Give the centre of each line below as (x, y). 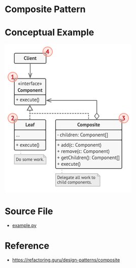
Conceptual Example (49, 33)
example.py (24, 225)
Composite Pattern (45, 9)
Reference (27, 246)
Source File (29, 212)
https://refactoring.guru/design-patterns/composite (66, 260)
